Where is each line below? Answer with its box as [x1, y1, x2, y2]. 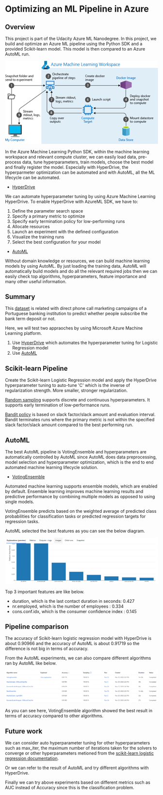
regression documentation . [5, 755, 59, 761]
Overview [5, 23, 35, 31]
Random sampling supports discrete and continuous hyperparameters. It [5, 397, 150, 403]
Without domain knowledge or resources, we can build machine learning [5, 258, 150, 264]
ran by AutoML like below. [5, 660, 57, 666]
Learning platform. [5, 330, 42, 336]
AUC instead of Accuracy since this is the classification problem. [5, 784, 134, 790]
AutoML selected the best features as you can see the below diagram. [5, 528, 146, 534]
